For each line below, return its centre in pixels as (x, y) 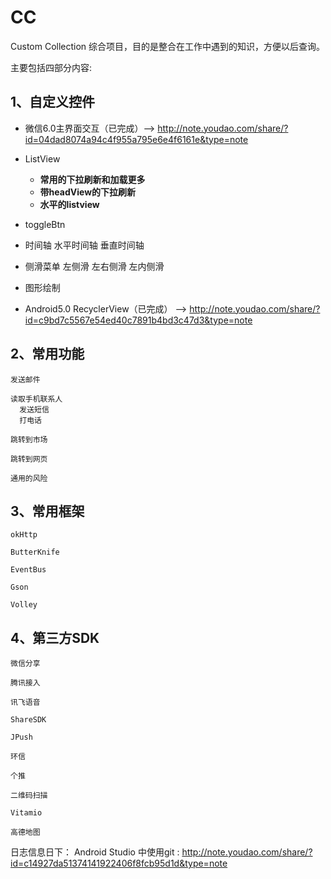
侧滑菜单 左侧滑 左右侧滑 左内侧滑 (94, 266)
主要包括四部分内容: (51, 67)
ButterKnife (35, 552)
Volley (24, 605)
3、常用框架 (47, 511)
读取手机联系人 (36, 399)
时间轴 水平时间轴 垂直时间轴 (84, 245)
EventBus (28, 570)
